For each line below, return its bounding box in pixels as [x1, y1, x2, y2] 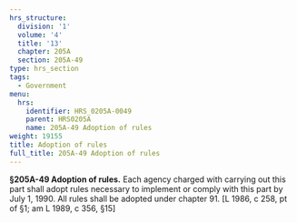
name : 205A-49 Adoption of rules [25, 124, 153, 133]
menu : [9, 89, 30, 98]
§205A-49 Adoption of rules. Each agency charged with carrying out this [9, 174, 286, 185]
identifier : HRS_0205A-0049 [25, 106, 132, 116]
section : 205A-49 [17, 56, 84, 65]
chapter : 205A [17, 47, 71, 56]
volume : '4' [17, 30, 64, 39]
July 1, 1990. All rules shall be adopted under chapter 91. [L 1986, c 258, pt [9, 193, 288, 204]
